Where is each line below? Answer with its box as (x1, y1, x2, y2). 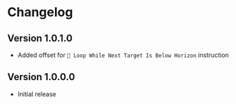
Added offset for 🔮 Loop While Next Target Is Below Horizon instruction (17, 51, 229, 59)
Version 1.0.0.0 (7, 71, 75, 83)
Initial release (17, 89, 56, 98)
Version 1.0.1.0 (7, 32, 73, 44)
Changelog (7, 4, 73, 20)
